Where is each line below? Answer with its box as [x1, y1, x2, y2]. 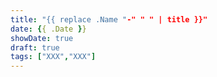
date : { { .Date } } [10, 24, 87, 34]
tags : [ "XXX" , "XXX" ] [10, 52, 97, 62]
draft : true [10, 42, 60, 53]
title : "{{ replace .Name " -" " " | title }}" [10, 14, 208, 25]
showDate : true [10, 33, 74, 43]
